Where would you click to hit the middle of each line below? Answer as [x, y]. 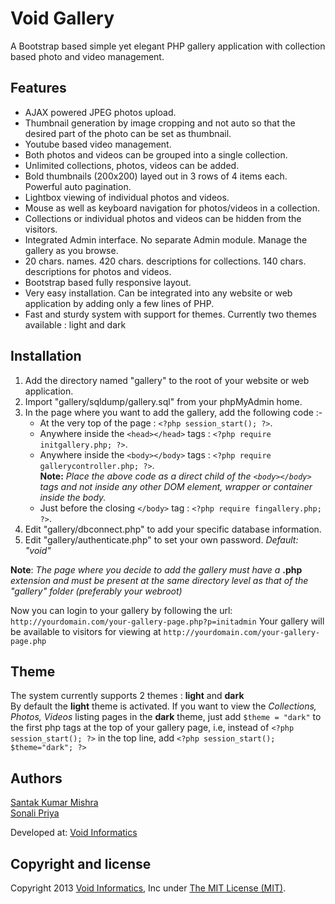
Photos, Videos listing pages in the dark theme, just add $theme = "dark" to [166, 717]
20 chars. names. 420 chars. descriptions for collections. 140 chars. [165, 261]
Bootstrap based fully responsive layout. [108, 282]
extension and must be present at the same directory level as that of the [159, 580]
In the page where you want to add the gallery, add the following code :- [173, 412]
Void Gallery [62, 18]
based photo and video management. [87, 56]
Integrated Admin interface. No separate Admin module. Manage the [166, 239]
